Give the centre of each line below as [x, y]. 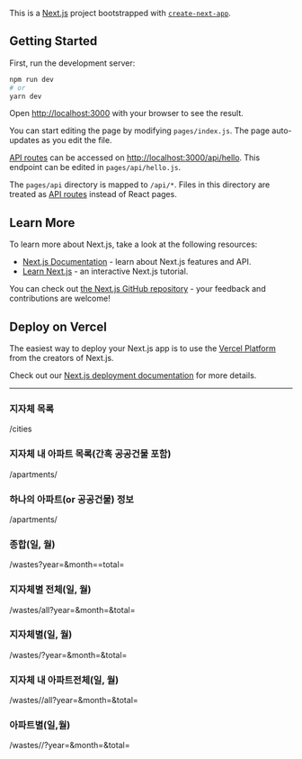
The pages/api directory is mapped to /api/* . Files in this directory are [140, 185]
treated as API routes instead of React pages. [93, 194]
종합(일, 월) [32, 544]
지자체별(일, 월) [41, 635]
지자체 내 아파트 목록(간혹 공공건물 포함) [90, 454]
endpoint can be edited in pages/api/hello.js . [95, 167]
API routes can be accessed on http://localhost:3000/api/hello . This [135, 158]
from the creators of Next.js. [62, 358]
